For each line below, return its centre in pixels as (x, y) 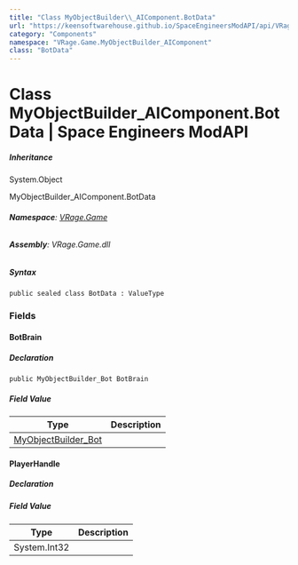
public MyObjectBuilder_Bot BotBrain (79, 378)
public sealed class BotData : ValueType (87, 294)
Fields (23, 316)
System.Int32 (42, 547)
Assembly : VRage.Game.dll (60, 244)
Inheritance (31, 157)
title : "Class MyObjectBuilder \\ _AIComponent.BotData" (113, 17)
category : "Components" (53, 34)
